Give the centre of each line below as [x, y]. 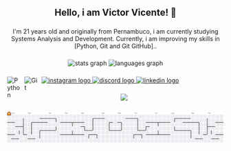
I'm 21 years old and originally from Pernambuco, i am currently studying [115, 32]
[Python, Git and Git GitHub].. [115, 46]
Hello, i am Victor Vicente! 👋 [115, 13]
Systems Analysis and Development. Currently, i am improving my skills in [115, 39]
